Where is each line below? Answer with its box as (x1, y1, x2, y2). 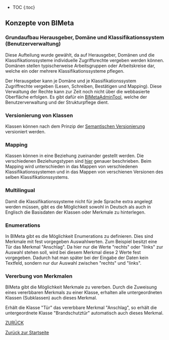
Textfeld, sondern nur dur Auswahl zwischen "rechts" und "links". (5, 260, 142, 266)
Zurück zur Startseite (5, 329, 49, 335)
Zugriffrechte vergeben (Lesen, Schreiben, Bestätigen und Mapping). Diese (5, 83, 162, 89)
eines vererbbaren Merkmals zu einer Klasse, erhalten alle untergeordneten (5, 289, 162, 296)
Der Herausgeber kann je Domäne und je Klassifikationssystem (5, 78, 137, 84)
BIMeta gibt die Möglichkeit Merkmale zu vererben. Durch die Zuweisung (5, 284, 157, 290)
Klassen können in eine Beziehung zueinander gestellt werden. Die (5, 153, 144, 159)
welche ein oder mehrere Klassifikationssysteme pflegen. (5, 68, 125, 74)
